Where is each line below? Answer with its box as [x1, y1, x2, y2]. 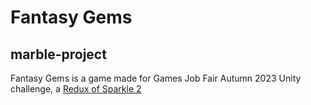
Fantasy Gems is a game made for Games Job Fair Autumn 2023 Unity [10, 72, 302, 84]
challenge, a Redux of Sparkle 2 [10, 83, 142, 95]
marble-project [10, 46, 107, 63]
